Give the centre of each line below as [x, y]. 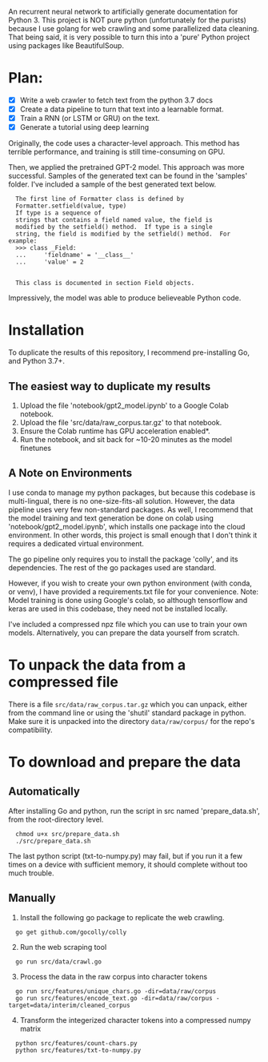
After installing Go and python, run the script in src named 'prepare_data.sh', [134, 811]
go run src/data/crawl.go [59, 961]
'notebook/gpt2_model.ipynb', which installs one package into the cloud [127, 526]
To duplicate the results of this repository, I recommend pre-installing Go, [129, 352]
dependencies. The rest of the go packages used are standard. [112, 567]
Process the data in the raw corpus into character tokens [114, 976]
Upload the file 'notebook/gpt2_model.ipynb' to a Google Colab [124, 405]
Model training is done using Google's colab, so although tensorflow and [128, 600]
